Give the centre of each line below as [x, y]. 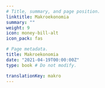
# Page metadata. [27, 49]
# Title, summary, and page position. [53, 11]
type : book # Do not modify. [41, 65]
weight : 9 [18, 28]
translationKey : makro [34, 76]
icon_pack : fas [24, 38]
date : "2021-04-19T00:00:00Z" [43, 60]
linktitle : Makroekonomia [37, 17]
